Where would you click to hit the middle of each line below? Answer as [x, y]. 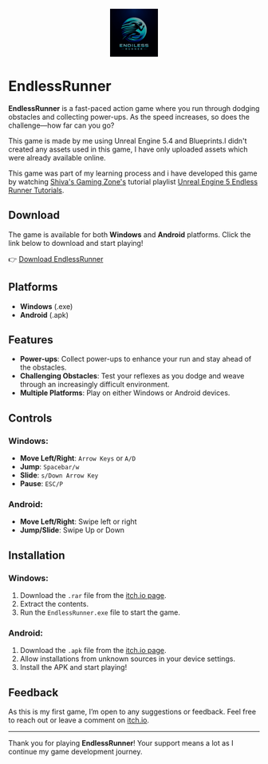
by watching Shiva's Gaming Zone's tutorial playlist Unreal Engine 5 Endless [133, 181]
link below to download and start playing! [76, 243]
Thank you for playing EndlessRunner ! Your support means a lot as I [121, 743]
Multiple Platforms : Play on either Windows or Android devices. [125, 393]
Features [31, 340]
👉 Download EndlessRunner [56, 259]
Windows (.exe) [46, 306]
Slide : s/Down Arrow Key [59, 475]
